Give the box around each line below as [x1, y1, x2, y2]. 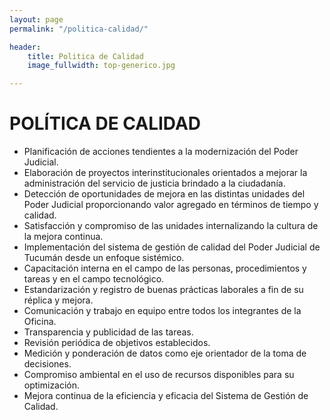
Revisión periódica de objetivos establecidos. [23, 337, 211, 349]
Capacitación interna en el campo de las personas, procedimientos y [23, 262, 307, 275]
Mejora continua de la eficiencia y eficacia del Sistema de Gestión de [23, 390, 309, 402]
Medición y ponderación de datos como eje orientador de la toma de [23, 347, 307, 360]
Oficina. [23, 316, 57, 328]
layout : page [9, 14, 64, 25]
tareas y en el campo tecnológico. [23, 273, 165, 285]
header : [9, 42, 42, 52]
